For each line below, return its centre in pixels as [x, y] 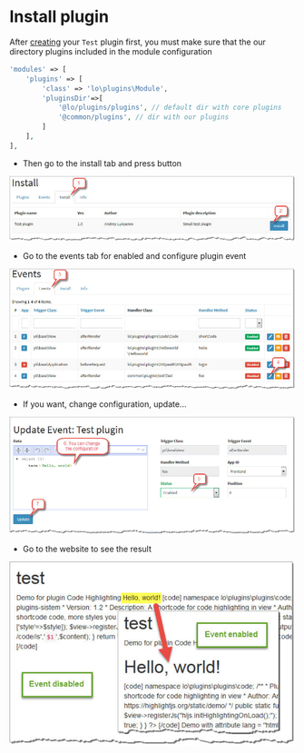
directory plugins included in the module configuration [111, 51]
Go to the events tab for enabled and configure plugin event [134, 255]
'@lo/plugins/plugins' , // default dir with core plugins [170, 108]
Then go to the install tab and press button [102, 163]
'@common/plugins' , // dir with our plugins [143, 117]
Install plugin [59, 17]
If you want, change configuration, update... [104, 404]
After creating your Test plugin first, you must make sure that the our [137, 42]
